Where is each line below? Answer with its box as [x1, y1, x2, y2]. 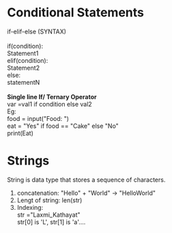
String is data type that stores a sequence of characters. [7, 176, 166, 184]
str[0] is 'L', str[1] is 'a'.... [16, 217, 86, 226]
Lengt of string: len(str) [16, 196, 83, 204]
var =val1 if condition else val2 [7, 100, 92, 108]
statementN [7, 78, 40, 86]
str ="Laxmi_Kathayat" [16, 210, 81, 219]
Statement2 [7, 64, 40, 72]
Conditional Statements [7, 5, 145, 20]
